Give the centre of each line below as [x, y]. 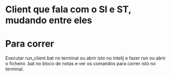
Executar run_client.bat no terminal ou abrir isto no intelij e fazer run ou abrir [86, 58]
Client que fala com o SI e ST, [68, 9]
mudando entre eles [49, 20]
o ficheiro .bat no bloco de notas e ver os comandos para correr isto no [81, 64]
